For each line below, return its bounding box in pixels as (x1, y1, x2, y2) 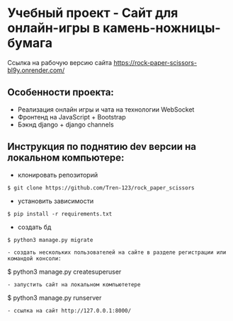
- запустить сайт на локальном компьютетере (7, 281, 141, 288)
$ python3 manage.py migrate (7, 236, 93, 243)
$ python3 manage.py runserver (7, 293, 102, 302)
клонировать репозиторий (17, 170, 98, 179)
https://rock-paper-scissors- (113, 58, 197, 66)
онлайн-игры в (7, 20, 101, 36)
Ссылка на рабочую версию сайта (7, 58, 112, 66)
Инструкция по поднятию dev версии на (7, 141, 197, 153)
